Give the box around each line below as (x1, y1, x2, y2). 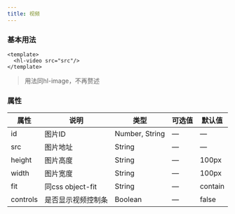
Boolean (114, 194, 142, 204)
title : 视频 (7, 10, 40, 18)
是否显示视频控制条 (44, 195, 109, 205)
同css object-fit (44, 182, 97, 192)
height (11, 155, 32, 165)
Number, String (114, 129, 166, 139)
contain (199, 182, 225, 192)
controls (11, 194, 39, 204)
